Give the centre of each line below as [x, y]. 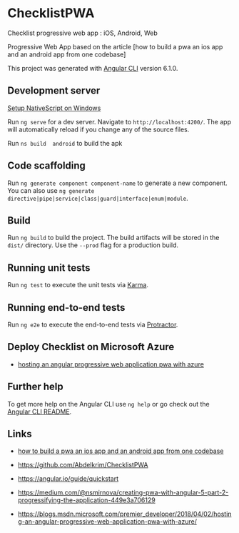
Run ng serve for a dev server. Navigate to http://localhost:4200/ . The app [119, 121]
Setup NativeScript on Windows [54, 108]
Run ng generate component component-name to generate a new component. [118, 183]
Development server [54, 91]
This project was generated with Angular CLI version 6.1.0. [93, 68]
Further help [36, 387]
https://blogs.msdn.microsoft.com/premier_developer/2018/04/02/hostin [124, 514]
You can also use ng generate [51, 190]
